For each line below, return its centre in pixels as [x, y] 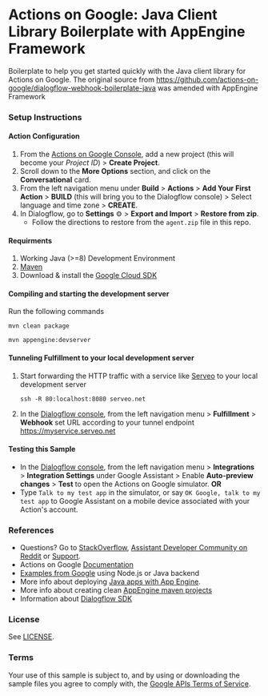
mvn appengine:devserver [50, 340]
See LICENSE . [31, 637]
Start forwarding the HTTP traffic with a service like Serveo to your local [139, 376]
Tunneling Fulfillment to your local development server [101, 358]
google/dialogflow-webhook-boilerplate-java [82, 88]
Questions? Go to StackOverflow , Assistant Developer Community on [134, 548]
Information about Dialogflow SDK [76, 599]
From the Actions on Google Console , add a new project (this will [127, 155]
